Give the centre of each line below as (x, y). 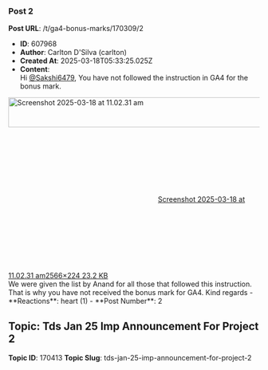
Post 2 (21, 11)
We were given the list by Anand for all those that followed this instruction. (130, 284)
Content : (35, 69)
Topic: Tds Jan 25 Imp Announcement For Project (134, 326)
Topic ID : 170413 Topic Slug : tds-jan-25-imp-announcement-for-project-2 (130, 358)
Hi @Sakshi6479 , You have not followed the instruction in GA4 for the (134, 78)
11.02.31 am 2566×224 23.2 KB (58, 276)
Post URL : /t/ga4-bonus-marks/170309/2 (76, 29)
